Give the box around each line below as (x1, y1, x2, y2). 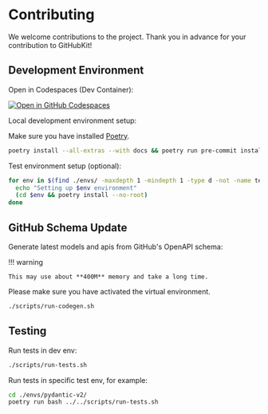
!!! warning (8, 257, 44, 266)
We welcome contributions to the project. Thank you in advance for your (8, 32, 246, 41)
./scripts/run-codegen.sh (8, 302, 94, 310)
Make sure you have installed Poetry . (8, 131, 130, 140)
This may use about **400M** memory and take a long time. (8, 273, 209, 281)
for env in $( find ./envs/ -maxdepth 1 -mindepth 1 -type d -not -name (8, 176, 251, 184)
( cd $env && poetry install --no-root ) (15, 191, 148, 199)
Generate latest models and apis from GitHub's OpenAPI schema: (8, 242, 223, 251)
